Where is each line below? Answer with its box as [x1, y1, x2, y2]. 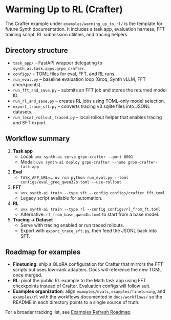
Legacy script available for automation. [20, 195, 103, 201]
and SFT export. [12, 119, 47, 126]
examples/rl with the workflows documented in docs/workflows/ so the [12, 294, 163, 300]
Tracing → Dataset [12, 216, 53, 223]
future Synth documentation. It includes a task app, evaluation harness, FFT [5, 26, 165, 32]
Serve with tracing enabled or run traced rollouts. [20, 222, 124, 228]
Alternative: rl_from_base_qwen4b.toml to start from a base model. [20, 211, 160, 217]
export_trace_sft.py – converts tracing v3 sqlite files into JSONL [12, 103, 150, 109]
